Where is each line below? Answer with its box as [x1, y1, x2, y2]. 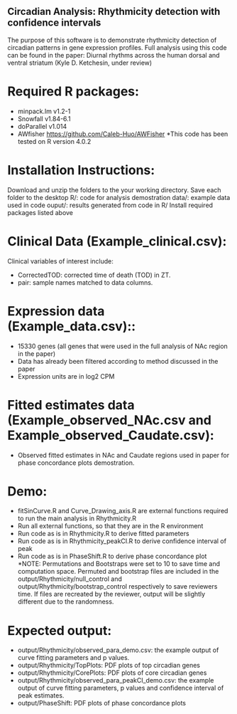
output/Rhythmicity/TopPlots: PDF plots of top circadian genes [17, 661, 201, 670]
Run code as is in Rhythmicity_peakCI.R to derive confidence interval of [17, 537, 227, 545]
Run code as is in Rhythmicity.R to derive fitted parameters [17, 530, 189, 538]
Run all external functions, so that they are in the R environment [17, 522, 204, 530]
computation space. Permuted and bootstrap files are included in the [17, 567, 219, 576]
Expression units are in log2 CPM [17, 372, 115, 380]
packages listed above [7, 208, 73, 216]
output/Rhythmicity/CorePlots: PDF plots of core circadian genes [17, 668, 207, 677]
